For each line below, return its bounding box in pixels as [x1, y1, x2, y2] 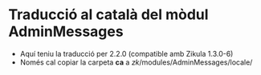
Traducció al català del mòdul [8, 6, 209, 24]
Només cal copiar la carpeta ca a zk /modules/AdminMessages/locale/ [19, 57, 253, 67]
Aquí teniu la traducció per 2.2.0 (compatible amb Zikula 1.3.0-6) [19, 49, 234, 58]
